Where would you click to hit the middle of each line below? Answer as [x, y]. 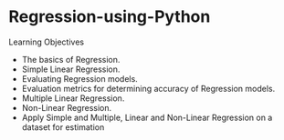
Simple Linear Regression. [71, 69]
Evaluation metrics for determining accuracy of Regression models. [148, 88]
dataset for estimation [63, 127]
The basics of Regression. [71, 59]
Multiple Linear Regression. [73, 98]
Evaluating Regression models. [79, 78]
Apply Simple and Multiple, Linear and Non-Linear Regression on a [147, 117]
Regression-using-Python [110, 17]
